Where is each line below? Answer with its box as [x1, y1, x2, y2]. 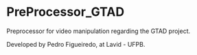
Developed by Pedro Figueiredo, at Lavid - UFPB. [6, 40, 146, 48]
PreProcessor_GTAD [6, 4, 125, 20]
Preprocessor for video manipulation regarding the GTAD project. [6, 27, 190, 35]
